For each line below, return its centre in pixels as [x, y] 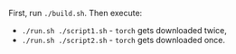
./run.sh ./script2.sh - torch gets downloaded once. [123, 40]
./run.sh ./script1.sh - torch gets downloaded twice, [124, 30]
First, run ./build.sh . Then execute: [76, 13]
